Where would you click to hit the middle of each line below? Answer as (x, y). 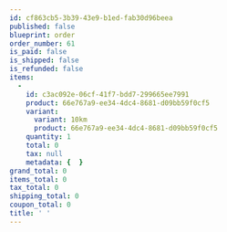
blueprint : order (42, 35)
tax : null (45, 153)
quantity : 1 (48, 137)
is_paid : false (38, 52)
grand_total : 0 (38, 171)
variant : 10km (61, 120)
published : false (42, 26)
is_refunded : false (46, 69)
